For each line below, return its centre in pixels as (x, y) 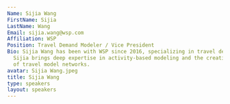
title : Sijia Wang (33, 77)
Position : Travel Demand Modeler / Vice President (81, 45)
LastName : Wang (29, 26)
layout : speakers (32, 90)
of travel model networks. (52, 64)
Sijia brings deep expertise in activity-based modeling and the (108, 58)
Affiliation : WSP (32, 39)
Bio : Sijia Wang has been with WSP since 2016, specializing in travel (111, 52)
